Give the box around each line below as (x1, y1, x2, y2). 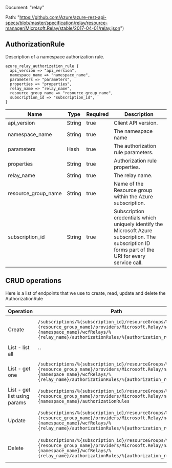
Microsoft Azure (113, 227, 153, 234)
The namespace (113, 128, 153, 135)
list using (8, 392, 30, 399)
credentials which (113, 214, 157, 221)
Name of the (113, 180, 144, 187)
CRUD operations (5, 276, 62, 285)
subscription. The (113, 233, 156, 240)
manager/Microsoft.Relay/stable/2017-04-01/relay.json (5, 25, 120, 31)
